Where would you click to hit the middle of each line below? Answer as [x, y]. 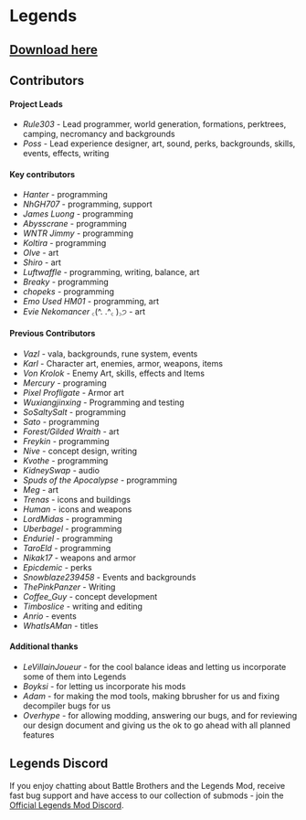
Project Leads [37, 104]
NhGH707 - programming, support [87, 204]
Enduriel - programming [68, 538]
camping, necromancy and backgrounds [99, 134]
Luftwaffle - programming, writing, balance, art [111, 272]
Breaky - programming [66, 282]
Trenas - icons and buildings [76, 499]
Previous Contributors [53, 333]
